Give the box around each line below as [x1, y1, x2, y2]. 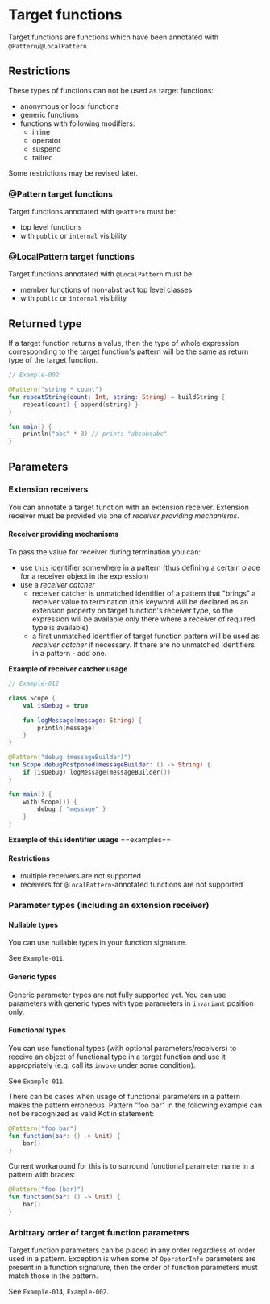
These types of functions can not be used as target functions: [8, 85, 214, 95]
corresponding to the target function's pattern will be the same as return [8, 347, 249, 356]
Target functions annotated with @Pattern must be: [8, 207, 177, 217]
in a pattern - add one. [31, 649, 107, 658]
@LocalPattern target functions [8, 251, 135, 262]
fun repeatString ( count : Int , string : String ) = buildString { [8, 392, 226, 401]
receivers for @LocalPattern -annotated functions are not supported [19, 880, 243, 890]
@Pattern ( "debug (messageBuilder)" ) [8, 754, 131, 762]
